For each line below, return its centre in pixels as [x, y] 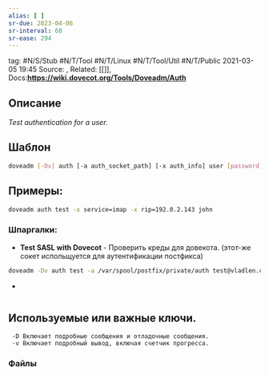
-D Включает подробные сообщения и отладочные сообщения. [110, 337]
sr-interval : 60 [35, 30]
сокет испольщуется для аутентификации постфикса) [112, 256]
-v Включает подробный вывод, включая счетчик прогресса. [110, 344]
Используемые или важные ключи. [102, 318]
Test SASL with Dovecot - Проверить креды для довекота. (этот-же [135, 247]
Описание [35, 103]
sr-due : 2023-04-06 [41, 23]
